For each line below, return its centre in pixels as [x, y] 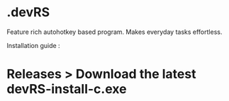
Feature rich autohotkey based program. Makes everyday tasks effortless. [114, 32]
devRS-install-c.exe [67, 89]
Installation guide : [34, 45]
